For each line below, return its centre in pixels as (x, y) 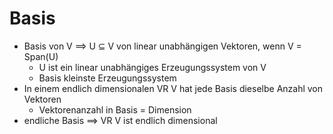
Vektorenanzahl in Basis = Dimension (115, 109)
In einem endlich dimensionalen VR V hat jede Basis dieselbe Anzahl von (173, 88)
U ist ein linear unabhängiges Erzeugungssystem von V (152, 67)
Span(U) (41, 56)
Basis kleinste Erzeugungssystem (107, 78)
